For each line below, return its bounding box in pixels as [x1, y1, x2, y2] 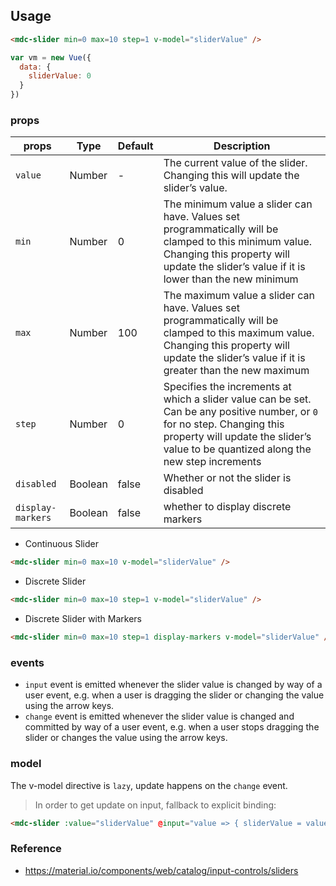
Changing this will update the [163, 169, 300, 183]
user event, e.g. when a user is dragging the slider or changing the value [24, 689, 325, 701]
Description [213, 139, 271, 153]
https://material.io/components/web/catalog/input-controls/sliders [24, 864, 299, 876]
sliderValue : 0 [28, 71, 92, 81]
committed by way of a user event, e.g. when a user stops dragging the [24, 721, 320, 733]
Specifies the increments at [163, 380, 292, 394]
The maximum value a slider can [163, 289, 315, 303]
